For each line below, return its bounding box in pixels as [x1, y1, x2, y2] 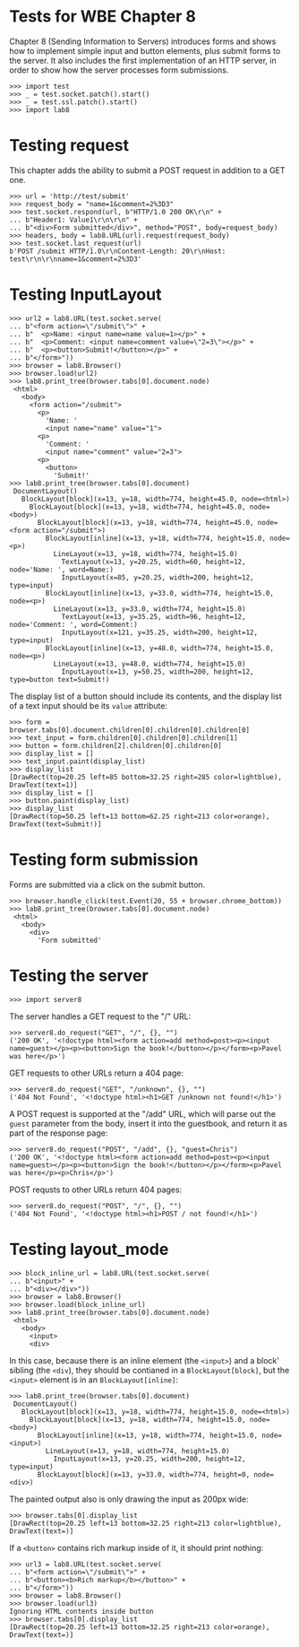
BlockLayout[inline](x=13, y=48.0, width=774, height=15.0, [45, 643, 275, 652]
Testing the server [9, 965, 149, 986]
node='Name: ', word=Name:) [9, 565, 115, 574]
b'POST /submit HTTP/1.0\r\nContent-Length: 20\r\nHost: [9, 247, 226, 256]
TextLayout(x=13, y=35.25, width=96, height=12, [61, 612, 246, 621]
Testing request [9, 135, 130, 156]
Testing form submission [9, 850, 199, 869]
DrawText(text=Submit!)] [9, 819, 102, 829]
